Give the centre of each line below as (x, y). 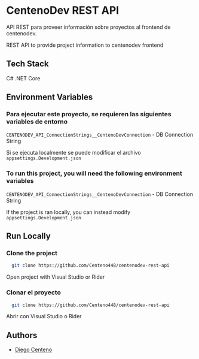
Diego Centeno (33, 350)
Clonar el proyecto (33, 292)
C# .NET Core (23, 78)
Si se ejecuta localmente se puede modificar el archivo (74, 153)
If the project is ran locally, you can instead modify (68, 212)
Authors (22, 335)
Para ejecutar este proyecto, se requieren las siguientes (89, 114)
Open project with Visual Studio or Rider (56, 277)
